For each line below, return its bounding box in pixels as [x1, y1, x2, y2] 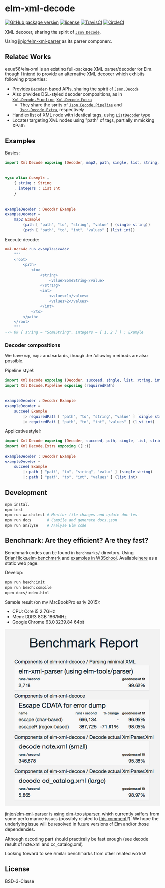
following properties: [5, 76, 47, 82]
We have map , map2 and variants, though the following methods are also [5, 353, 148, 358]
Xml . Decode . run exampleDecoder [5, 247, 69, 251]
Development [5, 489, 48, 497]
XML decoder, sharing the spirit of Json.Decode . [5, 29, 101, 35]
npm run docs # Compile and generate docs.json [5, 518, 118, 523]
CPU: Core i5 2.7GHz [12, 608, 55, 614]
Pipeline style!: [5, 367, 35, 373]
